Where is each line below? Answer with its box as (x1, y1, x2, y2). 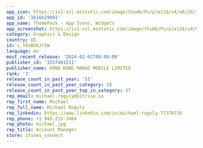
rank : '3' (6, 71, 31, 77)
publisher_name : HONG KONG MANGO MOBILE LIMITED (6, 65, 131, 71)
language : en (6, 48, 39, 54)
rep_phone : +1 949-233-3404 (6, 115, 77, 121)
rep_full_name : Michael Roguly (6, 104, 85, 111)
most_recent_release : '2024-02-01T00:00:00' (6, 54, 120, 60)
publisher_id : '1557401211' (6, 59, 77, 65)
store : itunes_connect (6, 132, 63, 139)
